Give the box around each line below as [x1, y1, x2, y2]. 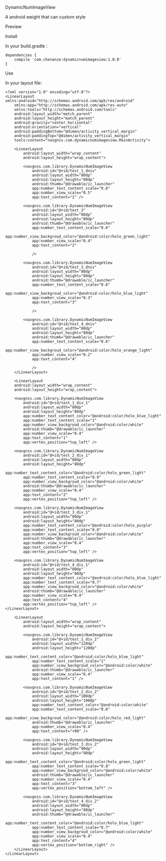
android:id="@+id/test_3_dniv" [31, 265, 97, 270]
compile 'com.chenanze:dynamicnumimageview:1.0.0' [14, 57, 122, 62]
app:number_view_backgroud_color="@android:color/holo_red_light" [5, 715, 146, 720]
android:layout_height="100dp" [31, 698, 97, 703]
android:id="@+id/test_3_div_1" [23, 510, 91, 515]
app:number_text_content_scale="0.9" [23, 475, 101, 480]
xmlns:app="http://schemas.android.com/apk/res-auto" [14, 103, 128, 108]
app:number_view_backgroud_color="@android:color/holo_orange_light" [5, 348, 153, 353]
